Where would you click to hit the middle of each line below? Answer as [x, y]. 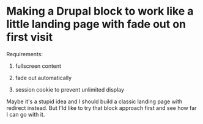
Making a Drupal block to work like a [100, 11]
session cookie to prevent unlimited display [69, 89]
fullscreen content [38, 66]
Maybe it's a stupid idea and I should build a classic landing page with [94, 101]
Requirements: [24, 54]
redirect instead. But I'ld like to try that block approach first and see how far [102, 108]
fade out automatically [43, 78]
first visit [30, 37]
